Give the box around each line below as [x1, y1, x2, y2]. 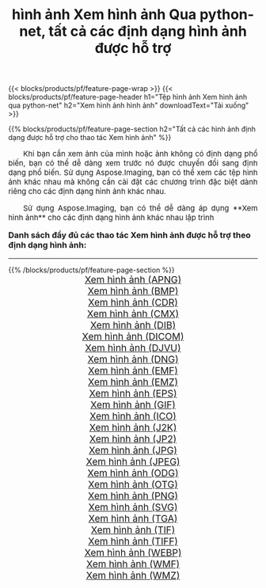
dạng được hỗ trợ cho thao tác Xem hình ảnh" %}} [8, 133, 172, 142]
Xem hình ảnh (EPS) [89, 387, 177, 400]
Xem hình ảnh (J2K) [89, 421, 177, 434]
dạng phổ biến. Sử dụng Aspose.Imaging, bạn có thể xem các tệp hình [8, 168, 258, 178]
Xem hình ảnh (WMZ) [85, 569, 180, 582]
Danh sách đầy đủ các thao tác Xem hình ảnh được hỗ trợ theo [8, 230, 251, 241]
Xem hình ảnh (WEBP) [84, 546, 182, 559]
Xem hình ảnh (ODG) [87, 467, 179, 480]
